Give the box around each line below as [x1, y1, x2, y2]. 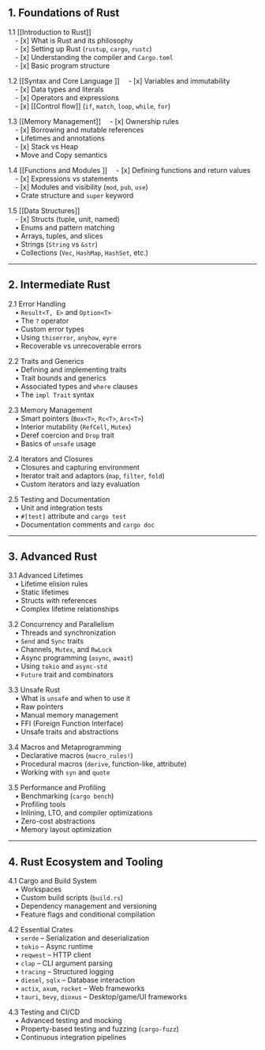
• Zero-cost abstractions [15, 816, 96, 826]
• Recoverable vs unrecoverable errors [15, 341, 142, 351]
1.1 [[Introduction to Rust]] [8, 27, 92, 36]
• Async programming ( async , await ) [15, 653, 134, 662]
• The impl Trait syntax [15, 390, 95, 399]
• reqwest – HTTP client [15, 951, 91, 960]
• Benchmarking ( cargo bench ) [15, 791, 114, 801]
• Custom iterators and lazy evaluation [15, 479, 140, 489]
